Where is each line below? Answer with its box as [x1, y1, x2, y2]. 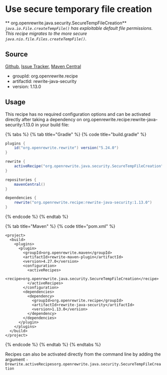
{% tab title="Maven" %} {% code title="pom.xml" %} [5, 224, 116, 229]
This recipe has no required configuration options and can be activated [5, 111, 151, 117]
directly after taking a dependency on [5, 116, 82, 122]
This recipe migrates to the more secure [5, 30, 87, 36]
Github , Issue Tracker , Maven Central [5, 63, 81, 69]
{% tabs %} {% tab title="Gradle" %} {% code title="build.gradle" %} [5, 131, 147, 137]
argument [5, 357, 25, 363]
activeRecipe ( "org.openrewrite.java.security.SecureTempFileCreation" [14, 164, 164, 169]
